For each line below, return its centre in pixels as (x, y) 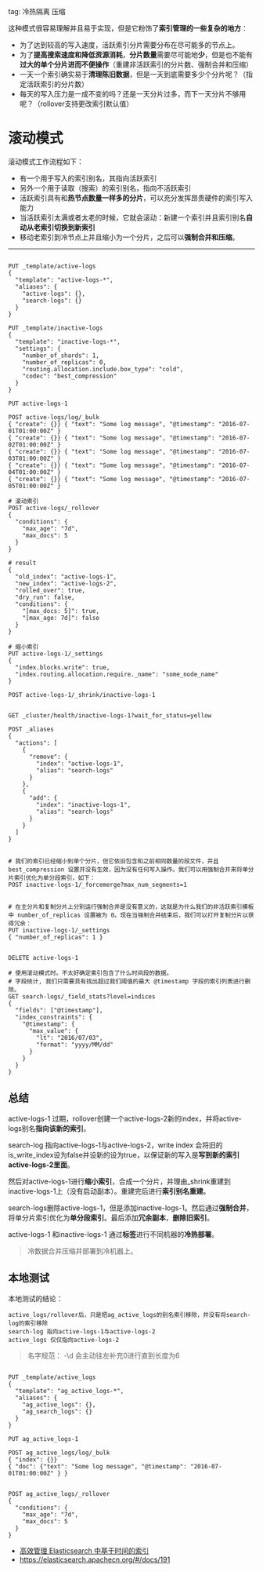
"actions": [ (36, 743)
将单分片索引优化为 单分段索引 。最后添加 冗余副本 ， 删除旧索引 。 (111, 1217)
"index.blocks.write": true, (63, 667)
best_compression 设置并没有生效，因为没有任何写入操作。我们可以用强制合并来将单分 (131, 870)
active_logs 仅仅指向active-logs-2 (64, 1340)
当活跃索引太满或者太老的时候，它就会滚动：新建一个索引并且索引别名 (133, 217)
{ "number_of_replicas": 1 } (56, 937)
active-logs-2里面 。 (41, 1165)
